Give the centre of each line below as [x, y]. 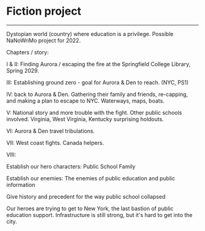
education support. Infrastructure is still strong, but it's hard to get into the [99, 215]
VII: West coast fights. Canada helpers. [55, 142]
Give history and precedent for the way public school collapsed [86, 196]
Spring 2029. [23, 70]
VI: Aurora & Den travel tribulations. [51, 131]
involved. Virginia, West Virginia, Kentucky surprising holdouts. [85, 119]
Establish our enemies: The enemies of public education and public [91, 178]
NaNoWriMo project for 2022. [44, 40]
